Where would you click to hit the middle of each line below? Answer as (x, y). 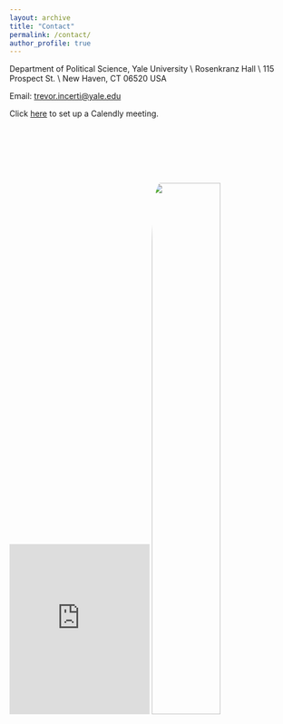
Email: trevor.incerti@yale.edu (65, 96)
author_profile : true (50, 43)
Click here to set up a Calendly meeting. (84, 113)
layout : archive (40, 18)
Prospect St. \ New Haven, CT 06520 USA (88, 79)
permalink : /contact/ (50, 34)
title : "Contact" (42, 26)
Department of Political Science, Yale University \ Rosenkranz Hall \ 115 (142, 69)
